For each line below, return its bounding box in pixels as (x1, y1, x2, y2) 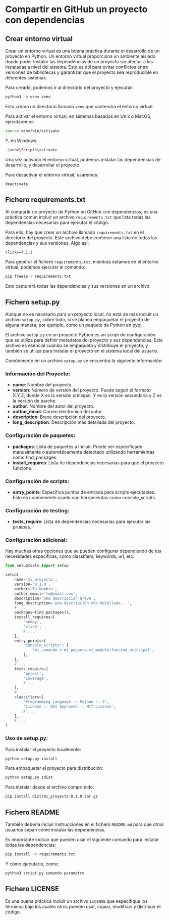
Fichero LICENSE (5, 885, 60, 893)
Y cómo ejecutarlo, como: (5, 861, 59, 867)
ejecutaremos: (5, 118, 35, 124)
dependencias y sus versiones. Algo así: (5, 240, 89, 246)
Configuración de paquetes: (5, 432, 76, 439)
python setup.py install (5, 756, 58, 761)
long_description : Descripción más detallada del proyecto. (12, 419, 135, 425)
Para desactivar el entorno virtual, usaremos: (5, 171, 99, 178)
